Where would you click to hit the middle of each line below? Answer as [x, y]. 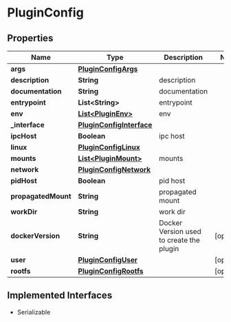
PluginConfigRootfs [111, 271]
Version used [180, 232]
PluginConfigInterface [115, 125]
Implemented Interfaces [60, 296]
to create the [180, 240]
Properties [30, 38]
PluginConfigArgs [108, 69]
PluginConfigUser [108, 260]
